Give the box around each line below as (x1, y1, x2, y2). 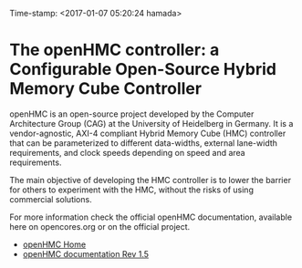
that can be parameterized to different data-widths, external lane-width (9, 137, 278, 149)
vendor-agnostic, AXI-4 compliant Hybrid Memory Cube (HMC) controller (9, 128, 286, 139)
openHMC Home (22, 239, 87, 250)
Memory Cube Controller (9, 78, 203, 99)
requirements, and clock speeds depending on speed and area (9, 147, 245, 158)
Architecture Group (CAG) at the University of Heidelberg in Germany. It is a (9, 118, 294, 129)
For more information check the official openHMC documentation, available (9, 211, 293, 222)
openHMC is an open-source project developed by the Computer (9, 108, 255, 119)
